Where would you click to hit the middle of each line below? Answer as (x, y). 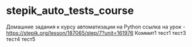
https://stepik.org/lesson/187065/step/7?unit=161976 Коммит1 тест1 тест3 (96, 32)
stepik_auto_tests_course (70, 11)
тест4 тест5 (21, 39)
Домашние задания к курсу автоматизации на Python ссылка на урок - (96, 27)
